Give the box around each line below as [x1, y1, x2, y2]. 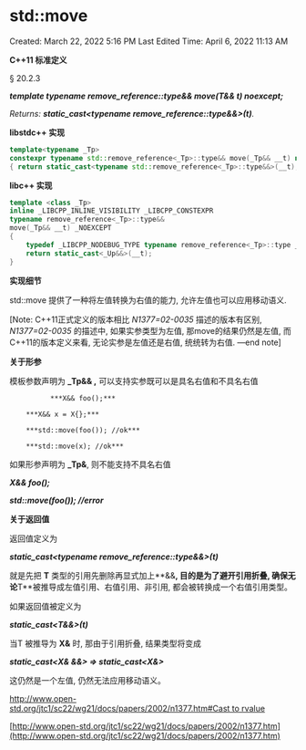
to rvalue [231, 703, 266, 714]
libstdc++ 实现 [9, 127, 66, 138]
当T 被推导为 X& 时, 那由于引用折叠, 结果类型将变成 [9, 638, 202, 649]
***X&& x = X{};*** [25, 410, 100, 419]
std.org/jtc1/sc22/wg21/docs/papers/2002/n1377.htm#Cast [9, 703, 230, 714]
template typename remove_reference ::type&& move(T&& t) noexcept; [9, 90, 284, 101]
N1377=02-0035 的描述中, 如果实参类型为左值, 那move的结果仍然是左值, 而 [9, 325, 291, 336]
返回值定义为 [9, 533, 57, 544]
